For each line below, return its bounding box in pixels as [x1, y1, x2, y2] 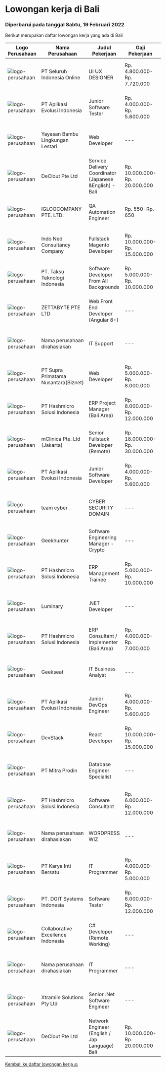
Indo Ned [41, 236, 63, 242]
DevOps [88, 702, 108, 709]
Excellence [41, 931, 67, 938]
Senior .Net [88, 991, 115, 998]
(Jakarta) [41, 442, 63, 449]
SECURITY [88, 504, 114, 511]
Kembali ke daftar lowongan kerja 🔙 [5, 1061, 78, 1067]
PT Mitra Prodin [41, 767, 78, 774]
